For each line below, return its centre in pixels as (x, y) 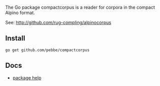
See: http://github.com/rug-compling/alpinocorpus (58, 23)
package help (27, 77)
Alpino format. (20, 13)
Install (15, 38)
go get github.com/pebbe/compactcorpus (47, 50)
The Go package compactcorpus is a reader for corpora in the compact (80, 7)
